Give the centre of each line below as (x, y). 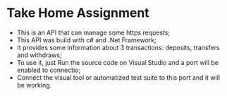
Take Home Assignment (78, 13)
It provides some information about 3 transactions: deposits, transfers (118, 47)
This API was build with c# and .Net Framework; (86, 40)
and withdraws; (39, 55)
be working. (34, 85)
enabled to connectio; (49, 70)
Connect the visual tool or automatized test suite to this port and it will (118, 77)
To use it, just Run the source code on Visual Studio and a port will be (118, 62)
